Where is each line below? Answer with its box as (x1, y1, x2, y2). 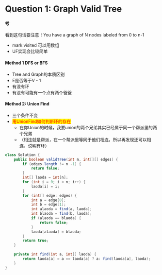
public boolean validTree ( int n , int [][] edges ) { (14, 157, 118, 162)
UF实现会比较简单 (12, 49, 48, 54)
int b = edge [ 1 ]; (31, 202, 66, 207)
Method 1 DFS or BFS (5, 60, 48, 66)
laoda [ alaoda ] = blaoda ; (31, 229, 81, 234)
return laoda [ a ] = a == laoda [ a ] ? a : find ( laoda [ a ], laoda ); (22, 256, 151, 261)
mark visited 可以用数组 (12, 42, 60, 48)
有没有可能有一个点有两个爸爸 (12, 89, 72, 95)
